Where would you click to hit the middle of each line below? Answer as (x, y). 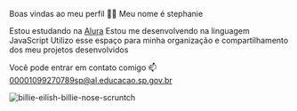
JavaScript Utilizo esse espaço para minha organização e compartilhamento (149, 40)
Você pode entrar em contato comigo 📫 (83, 67)
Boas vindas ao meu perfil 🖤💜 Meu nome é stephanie (106, 14)
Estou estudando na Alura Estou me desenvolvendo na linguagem (130, 31)
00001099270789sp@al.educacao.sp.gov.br (91, 80)
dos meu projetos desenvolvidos (69, 50)
